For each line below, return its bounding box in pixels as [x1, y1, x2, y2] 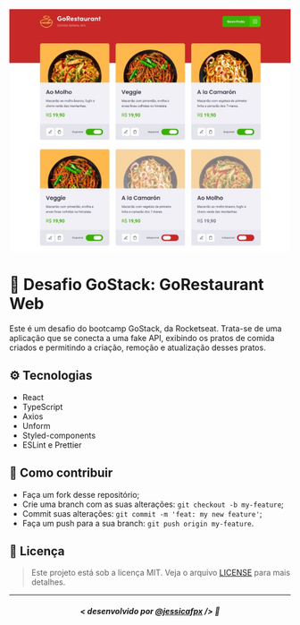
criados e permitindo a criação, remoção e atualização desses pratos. [9, 342, 266, 353]
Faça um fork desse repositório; [21, 489, 140, 500]
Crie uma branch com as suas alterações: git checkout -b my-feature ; [21, 499, 284, 509]
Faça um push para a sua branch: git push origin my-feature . [21, 518, 254, 528]
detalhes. [30, 577, 66, 587]
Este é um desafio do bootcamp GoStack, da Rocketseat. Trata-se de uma [9, 322, 282, 334]
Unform [21, 420, 51, 431]
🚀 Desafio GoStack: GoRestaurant [9, 275, 265, 295]
